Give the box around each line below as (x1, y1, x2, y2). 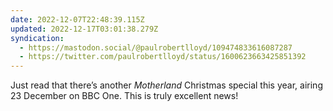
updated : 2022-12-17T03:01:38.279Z (10, 24, 159, 34)
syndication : (10, 33, 65, 43)
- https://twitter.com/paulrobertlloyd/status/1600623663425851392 (19, 52, 307, 62)
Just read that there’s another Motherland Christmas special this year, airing (10, 79, 323, 91)
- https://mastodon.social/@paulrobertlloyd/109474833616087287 (19, 42, 293, 53)
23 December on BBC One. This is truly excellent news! (10, 90, 239, 102)
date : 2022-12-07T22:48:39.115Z (10, 14, 145, 25)
